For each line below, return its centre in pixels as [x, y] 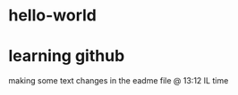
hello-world [53, 16]
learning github [67, 56]
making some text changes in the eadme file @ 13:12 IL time [119, 81]
